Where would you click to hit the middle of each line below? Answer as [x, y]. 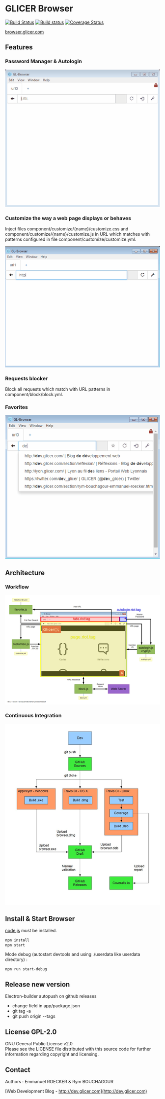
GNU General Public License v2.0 [39, 1044]
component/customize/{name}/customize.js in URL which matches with [78, 234]
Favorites [17, 407]
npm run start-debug [26, 969]
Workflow [17, 586]
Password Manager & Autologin [43, 61]
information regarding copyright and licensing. [52, 1054]
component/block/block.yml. [34, 395]
